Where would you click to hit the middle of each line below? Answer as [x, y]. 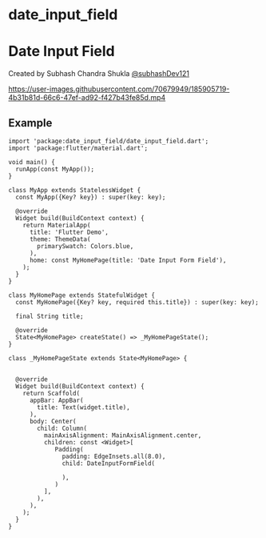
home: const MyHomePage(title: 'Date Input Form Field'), [128, 260]
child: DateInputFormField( [109, 463]
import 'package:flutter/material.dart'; [78, 148]
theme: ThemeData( [60, 239]
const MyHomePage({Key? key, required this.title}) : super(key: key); [137, 302]
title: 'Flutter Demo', [69, 232]
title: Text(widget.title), [83, 407]
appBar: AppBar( [56, 400]
